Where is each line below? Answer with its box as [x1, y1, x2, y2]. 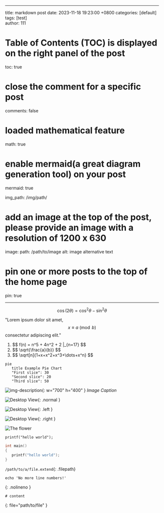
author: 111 [5, 20, 26, 26]
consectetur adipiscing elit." [5, 332, 61, 338]
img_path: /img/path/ [5, 194, 47, 200]
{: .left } [38, 407, 53, 412]
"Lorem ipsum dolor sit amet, [5, 317, 63, 323]
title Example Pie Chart [11, 366, 62, 371]
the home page [5, 276, 67, 287]
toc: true [5, 64, 22, 70]
